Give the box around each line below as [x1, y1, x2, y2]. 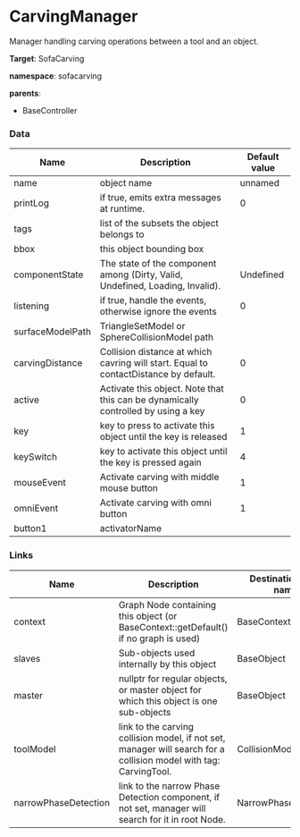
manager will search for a [118, 742, 225, 755]
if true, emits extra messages [99, 191, 221, 204]
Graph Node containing [118, 598, 217, 611]
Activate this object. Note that [99, 383, 225, 395]
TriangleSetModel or [99, 320, 186, 333]
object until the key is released [99, 431, 228, 444]
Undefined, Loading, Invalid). [99, 280, 221, 292]
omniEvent [13, 503, 59, 515]
